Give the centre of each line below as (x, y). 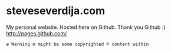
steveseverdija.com (55, 11)
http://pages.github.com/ (37, 33)
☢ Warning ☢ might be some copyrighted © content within (78, 44)
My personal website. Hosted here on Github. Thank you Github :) (86, 27)
